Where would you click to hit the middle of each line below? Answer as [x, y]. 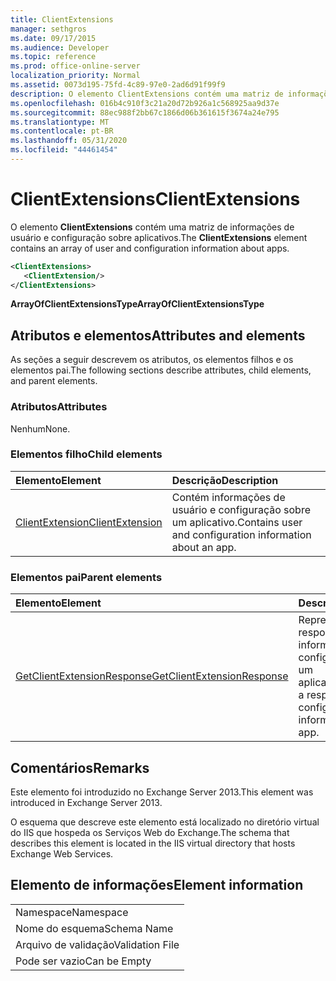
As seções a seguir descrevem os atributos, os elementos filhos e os [152, 360]
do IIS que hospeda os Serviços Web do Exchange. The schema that [150, 832]
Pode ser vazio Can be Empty [83, 961]
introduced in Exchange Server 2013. [86, 802]
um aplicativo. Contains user [237, 522]
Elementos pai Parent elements [86, 577]
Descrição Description [225, 480]
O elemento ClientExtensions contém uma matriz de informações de [152, 227]
